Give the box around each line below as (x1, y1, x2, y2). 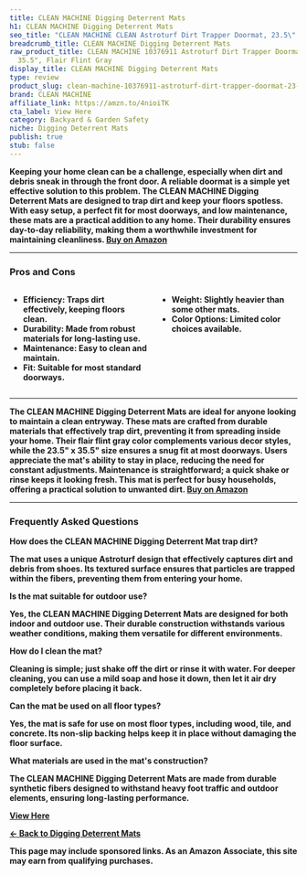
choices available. (171, 324, 242, 335)
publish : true (9, 133, 64, 142)
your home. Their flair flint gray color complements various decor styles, (9, 435, 291, 446)
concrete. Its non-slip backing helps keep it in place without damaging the (9, 728, 297, 739)
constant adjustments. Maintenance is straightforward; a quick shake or (9, 464, 290, 475)
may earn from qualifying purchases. (9, 856, 153, 867)
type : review (9, 73, 59, 82)
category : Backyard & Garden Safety (9, 115, 149, 124)
